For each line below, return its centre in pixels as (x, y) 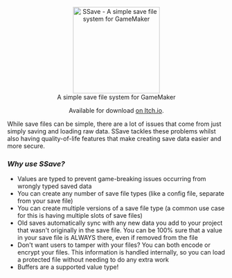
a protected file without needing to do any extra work (93, 260)
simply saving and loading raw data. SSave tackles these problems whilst (111, 131)
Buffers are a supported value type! (68, 267)
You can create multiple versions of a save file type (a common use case (121, 208)
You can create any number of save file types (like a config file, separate (121, 194)
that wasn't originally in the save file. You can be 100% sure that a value (120, 230)
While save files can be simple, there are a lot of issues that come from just (114, 124)
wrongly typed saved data (54, 186)
